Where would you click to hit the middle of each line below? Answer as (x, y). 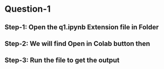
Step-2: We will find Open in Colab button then (78, 43)
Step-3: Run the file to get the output (62, 60)
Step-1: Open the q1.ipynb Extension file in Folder (82, 27)
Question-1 (28, 9)
